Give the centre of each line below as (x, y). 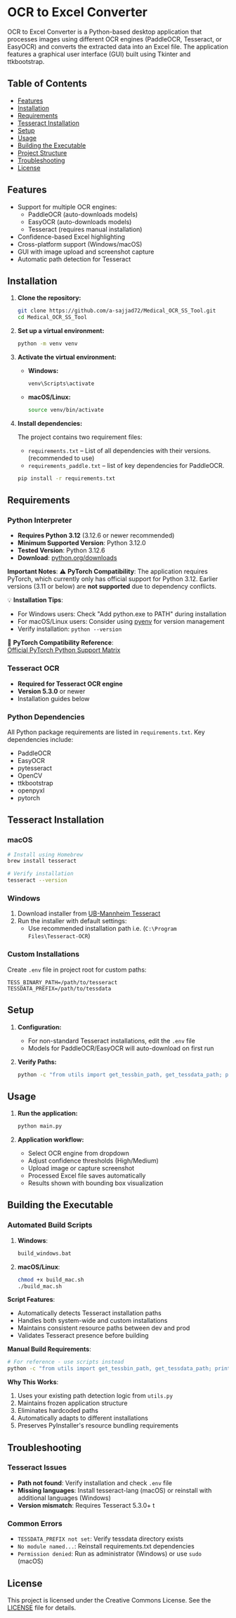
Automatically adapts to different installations (83, 1418)
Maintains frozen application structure (72, 1403)
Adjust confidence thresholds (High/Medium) (93, 1161)
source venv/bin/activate (66, 410)
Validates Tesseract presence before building (83, 1336)
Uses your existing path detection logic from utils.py (95, 1396)
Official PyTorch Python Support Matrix (64, 650)
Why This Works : (33, 1382)
